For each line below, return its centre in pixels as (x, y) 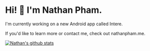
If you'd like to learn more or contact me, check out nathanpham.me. (75, 33)
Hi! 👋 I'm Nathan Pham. (54, 10)
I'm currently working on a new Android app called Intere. (64, 24)
